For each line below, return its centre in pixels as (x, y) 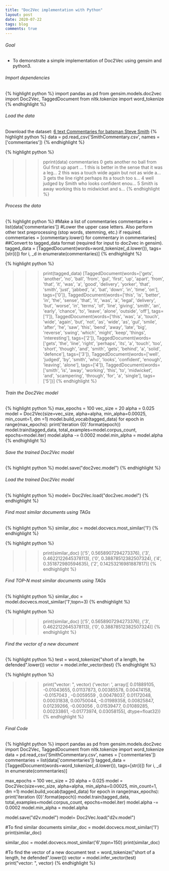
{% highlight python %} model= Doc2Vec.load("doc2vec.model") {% (77, 495)
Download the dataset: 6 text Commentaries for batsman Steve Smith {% (81, 131)
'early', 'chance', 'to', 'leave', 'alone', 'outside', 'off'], (97, 311)
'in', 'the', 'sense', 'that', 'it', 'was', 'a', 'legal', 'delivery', (99, 300)
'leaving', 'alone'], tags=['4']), (74, 365)
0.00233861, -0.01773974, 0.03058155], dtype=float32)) (102, 711)
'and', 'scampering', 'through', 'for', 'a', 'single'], (93, 375)
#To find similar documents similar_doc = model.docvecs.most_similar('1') (82, 827)
